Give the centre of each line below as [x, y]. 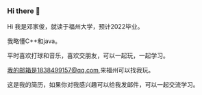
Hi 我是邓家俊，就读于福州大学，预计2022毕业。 [75, 27]
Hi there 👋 [24, 11]
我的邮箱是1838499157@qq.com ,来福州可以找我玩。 [81, 70]
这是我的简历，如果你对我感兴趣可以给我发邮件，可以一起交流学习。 [103, 85]
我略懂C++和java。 [34, 41]
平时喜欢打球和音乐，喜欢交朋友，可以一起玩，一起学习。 [88, 56]
